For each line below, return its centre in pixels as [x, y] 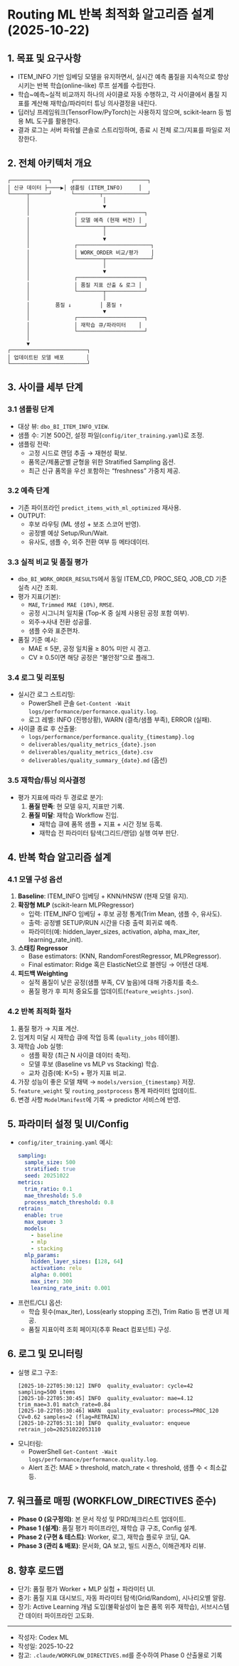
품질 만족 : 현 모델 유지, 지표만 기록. [76, 806]
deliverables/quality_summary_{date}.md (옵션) [98, 760]
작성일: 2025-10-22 [46, 1646]
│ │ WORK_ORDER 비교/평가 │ [90, 252]
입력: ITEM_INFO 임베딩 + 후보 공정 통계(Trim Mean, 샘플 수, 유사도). [125, 914]
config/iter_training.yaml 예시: [65, 1143]
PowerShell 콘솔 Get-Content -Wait [79, 703]
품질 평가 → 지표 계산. [48, 1028]
